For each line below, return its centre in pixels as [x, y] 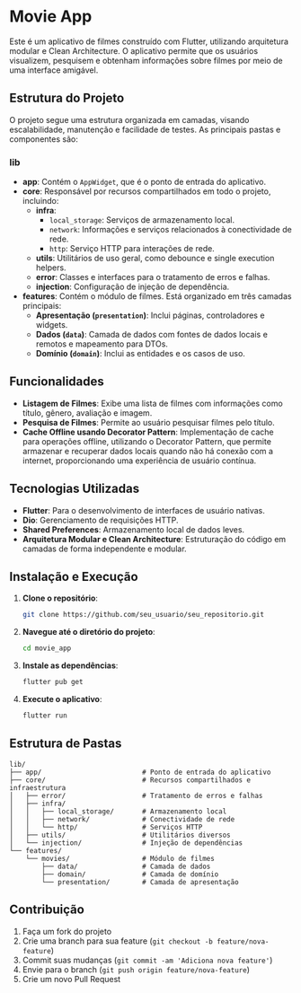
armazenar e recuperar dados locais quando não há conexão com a [148, 451]
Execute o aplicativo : [62, 699]
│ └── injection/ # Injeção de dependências [126, 843]
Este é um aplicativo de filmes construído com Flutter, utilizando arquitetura [149, 41]
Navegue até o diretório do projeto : [89, 632]
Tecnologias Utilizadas [75, 489]
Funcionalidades [57, 382]
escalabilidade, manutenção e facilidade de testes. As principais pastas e [145, 129]
